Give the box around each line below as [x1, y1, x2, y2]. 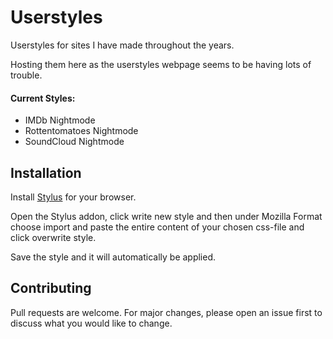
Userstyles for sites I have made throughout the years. [10, 39, 235, 51]
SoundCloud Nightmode [24, 136, 125, 148]
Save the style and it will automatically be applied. [10, 251, 217, 263]
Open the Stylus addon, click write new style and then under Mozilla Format [10, 210, 323, 222]
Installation [10, 164, 82, 181]
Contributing [10, 280, 92, 297]
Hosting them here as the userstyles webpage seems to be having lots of [10, 58, 312, 70]
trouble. [10, 69, 43, 81]
